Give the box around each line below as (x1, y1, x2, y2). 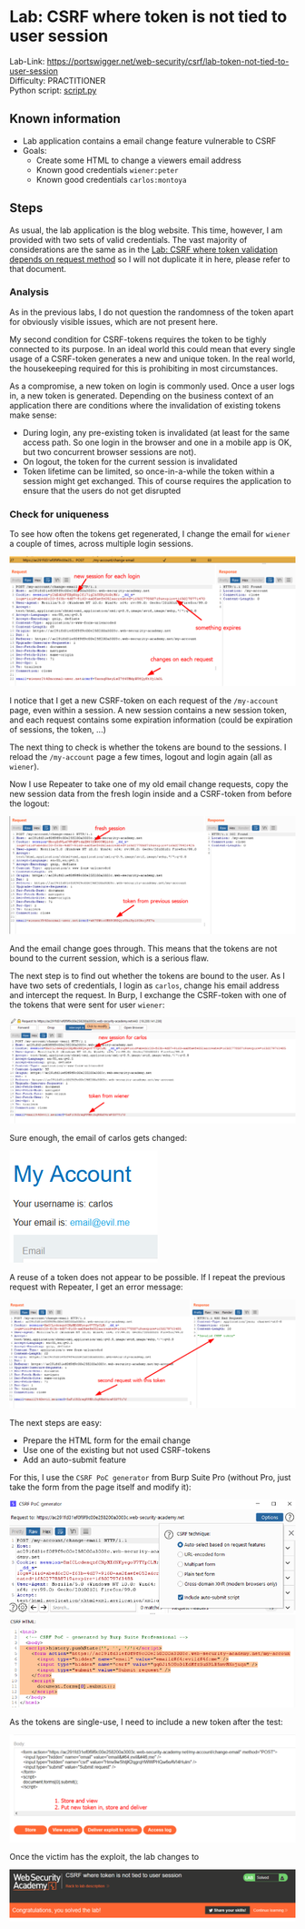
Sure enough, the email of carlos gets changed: (9, 1133, 188, 1144)
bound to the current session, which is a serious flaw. (9, 953, 209, 964)
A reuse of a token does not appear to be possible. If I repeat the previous (9, 1272, 286, 1283)
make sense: (9, 409, 57, 420)
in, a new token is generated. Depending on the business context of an (9, 389, 274, 401)
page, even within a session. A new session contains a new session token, (9, 704, 288, 715)
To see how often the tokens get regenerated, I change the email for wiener (9, 529, 290, 540)
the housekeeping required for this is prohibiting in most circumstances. (9, 362, 279, 374)
